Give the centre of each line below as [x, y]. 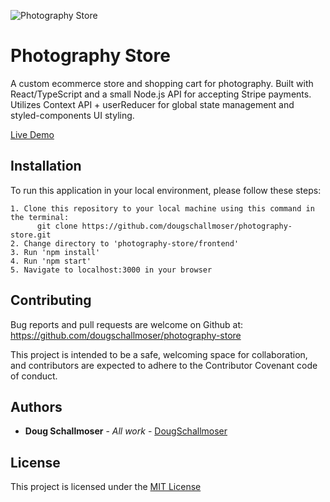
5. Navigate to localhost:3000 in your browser [111, 270]
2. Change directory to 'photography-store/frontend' [125, 243]
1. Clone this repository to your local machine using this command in [162, 208]
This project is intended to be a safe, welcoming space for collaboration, [159, 354]
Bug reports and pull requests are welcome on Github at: [127, 324]
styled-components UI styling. [72, 115]
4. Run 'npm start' [51, 261]
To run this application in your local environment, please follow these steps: [166, 190]
